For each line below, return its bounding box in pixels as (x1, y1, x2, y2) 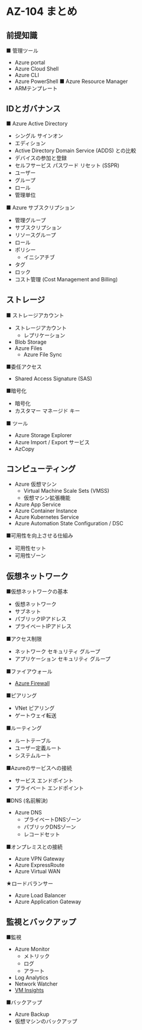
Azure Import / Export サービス (14, 438, 90, 445)
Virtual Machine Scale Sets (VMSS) (23, 487, 109, 495)
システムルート (14, 752, 51, 759)
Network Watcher (14, 980, 58, 987)
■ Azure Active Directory (6, 120, 68, 127)
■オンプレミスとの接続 (6, 843, 63, 851)
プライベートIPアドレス (14, 623, 72, 630)
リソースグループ (14, 231, 56, 238)
